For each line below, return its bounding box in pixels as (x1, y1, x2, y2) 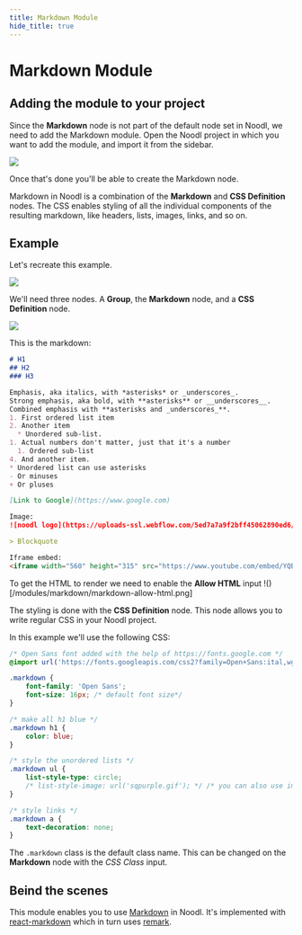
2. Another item (9, 422, 70, 431)
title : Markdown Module (9, 13, 99, 22)
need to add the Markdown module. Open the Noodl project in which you (9, 129, 280, 140)
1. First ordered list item (9, 413, 115, 423)
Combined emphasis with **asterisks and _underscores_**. (9, 405, 231, 414)
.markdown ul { (9, 765, 67, 774)
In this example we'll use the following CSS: (9, 631, 171, 643)
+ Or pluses (9, 480, 54, 489)
